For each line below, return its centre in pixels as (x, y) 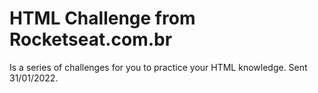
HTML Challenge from (102, 18)
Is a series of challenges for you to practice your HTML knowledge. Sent (158, 67)
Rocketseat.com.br (91, 39)
